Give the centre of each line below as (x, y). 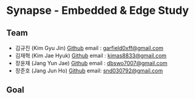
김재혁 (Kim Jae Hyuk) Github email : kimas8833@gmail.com (91, 56)
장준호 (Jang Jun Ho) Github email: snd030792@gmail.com (89, 71)
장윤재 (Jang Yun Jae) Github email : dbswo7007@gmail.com (91, 63)
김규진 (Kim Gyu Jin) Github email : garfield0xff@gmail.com (89, 48)
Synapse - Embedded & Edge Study (98, 11)
